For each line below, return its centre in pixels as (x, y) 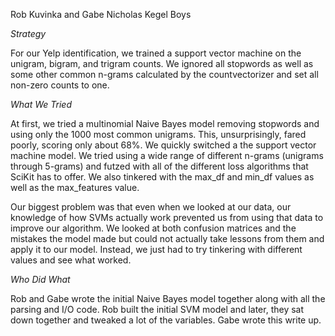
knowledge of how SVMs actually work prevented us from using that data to (167, 217)
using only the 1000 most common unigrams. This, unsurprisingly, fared (158, 134)
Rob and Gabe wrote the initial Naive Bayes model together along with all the (168, 298)
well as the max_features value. (75, 187)
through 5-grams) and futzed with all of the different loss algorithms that (159, 166)
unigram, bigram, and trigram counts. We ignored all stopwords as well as (162, 63)
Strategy (28, 33)
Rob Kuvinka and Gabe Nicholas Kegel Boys (101, 14)
